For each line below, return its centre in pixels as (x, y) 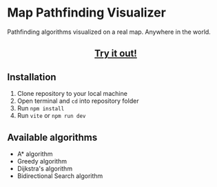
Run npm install (41, 108)
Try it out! (116, 53)
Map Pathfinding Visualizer (87, 13)
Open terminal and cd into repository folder (78, 101)
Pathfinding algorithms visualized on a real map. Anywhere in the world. (109, 32)
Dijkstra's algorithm (45, 168)
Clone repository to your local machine (72, 94)
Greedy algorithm (42, 161)
